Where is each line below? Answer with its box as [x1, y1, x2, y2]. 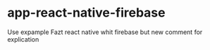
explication [7, 35, 39, 43]
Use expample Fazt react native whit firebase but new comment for [7, 28, 203, 36]
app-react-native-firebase [7, 5, 166, 21]
